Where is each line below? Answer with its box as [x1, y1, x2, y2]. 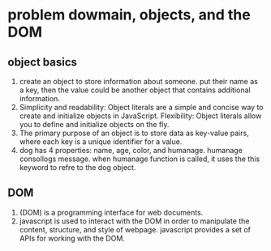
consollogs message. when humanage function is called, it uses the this [19, 154, 260, 164]
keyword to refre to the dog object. [19, 163, 136, 172]
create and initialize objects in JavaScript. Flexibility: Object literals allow [19, 111, 262, 121]
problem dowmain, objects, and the [7, 6, 251, 24]
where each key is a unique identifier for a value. [19, 137, 183, 147]
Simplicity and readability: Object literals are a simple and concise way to [19, 103, 264, 112]
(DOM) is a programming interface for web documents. [19, 207, 204, 217]
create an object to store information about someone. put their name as [19, 77, 259, 86]
